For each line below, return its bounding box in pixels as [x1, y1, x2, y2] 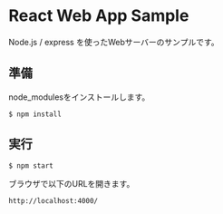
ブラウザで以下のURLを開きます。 [8, 178, 135, 189]
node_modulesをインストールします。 [8, 92, 150, 102]
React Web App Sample [8, 5, 189, 26]
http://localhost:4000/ [8, 196, 99, 205]
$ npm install [8, 110, 63, 119]
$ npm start [8, 160, 53, 170]
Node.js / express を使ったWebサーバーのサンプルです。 [8, 36, 219, 47]
